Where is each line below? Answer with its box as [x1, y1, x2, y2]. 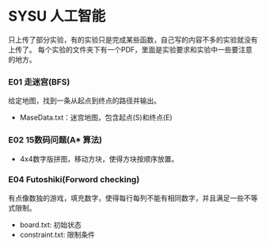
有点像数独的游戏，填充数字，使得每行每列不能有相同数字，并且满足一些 [8, 193, 244, 203]
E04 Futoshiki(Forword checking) [8, 174, 140, 185]
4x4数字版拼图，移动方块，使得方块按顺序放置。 [19, 154, 179, 163]
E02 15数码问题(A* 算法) [8, 135, 103, 146]
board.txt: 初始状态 [19, 219, 82, 230]
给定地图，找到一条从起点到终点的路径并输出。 [8, 96, 161, 105]
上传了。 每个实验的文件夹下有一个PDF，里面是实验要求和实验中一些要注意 [8, 44, 253, 54]
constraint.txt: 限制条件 [19, 230, 95, 239]
